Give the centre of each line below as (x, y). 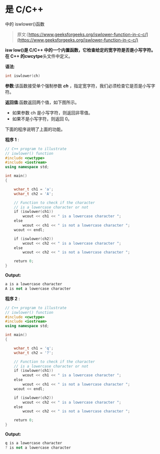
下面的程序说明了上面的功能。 (35, 129)
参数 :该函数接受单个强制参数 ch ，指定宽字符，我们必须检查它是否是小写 (78, 86)
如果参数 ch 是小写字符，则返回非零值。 (52, 113)
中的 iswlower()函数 (25, 24)
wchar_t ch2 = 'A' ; (34, 194)
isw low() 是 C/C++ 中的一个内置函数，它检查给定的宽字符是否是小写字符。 (80, 50)
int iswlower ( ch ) (23, 76)
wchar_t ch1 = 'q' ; (34, 348)
